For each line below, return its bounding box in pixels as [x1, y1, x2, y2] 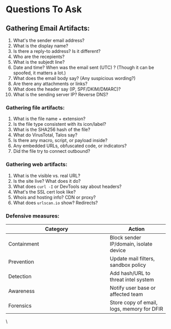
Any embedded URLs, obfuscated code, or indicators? [13, 143, 127, 149]
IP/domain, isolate [110, 240, 153, 248]
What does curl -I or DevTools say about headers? [13, 183, 122, 189]
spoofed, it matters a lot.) [13, 70, 66, 76]
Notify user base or [110, 284, 156, 291]
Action [128, 225, 145, 232]
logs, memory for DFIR [110, 305, 163, 312]
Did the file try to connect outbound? [13, 148, 90, 154]
